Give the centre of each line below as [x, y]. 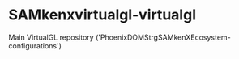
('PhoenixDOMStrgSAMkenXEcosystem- [163, 37]
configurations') [35, 45]
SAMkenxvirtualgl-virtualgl [102, 15]
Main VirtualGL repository [51, 37]
